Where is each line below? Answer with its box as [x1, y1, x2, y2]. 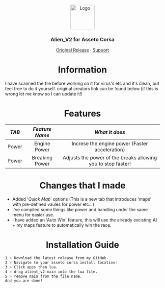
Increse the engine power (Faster [71, 140, 148, 147]
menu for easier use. [12, 212, 55, 218]
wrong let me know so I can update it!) [5, 91, 83, 97]
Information [58, 64, 107, 75]
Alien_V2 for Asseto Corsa [51, 36, 114, 43]
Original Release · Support [56, 47, 109, 53]
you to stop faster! [88, 161, 131, 168]
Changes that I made [39, 180, 126, 191]
